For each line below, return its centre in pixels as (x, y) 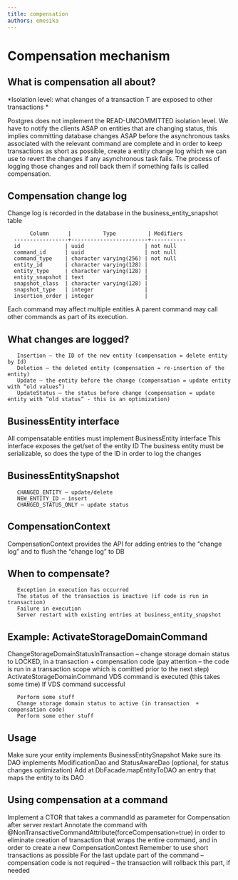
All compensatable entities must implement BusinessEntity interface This (114, 438)
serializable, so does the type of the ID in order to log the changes (104, 453)
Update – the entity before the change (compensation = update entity (124, 381)
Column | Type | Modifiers (106, 234)
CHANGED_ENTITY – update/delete (65, 492)
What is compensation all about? (82, 82)
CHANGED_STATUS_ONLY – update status (73, 504)
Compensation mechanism (89, 56)
